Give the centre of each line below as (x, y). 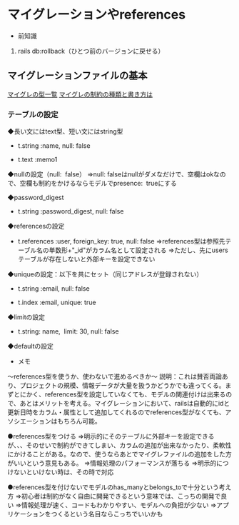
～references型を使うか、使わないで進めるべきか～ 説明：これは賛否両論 (115, 376)
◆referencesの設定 (36, 226)
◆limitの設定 (26, 317)
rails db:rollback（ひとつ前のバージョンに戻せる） (91, 51)
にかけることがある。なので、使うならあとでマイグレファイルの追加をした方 (119, 454)
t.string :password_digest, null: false (71, 211)
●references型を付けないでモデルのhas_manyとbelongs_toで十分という (113, 487)
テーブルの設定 (33, 114)
